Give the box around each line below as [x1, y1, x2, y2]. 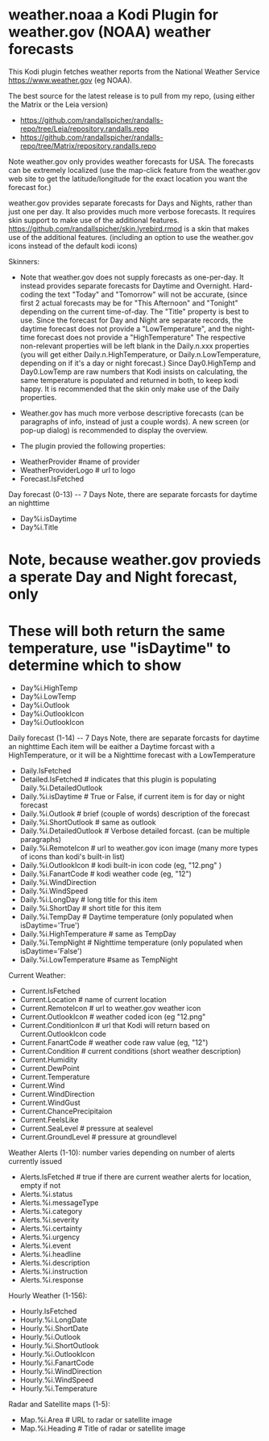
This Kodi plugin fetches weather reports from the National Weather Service [8, 66, 260, 76]
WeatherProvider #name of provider [19, 457, 140, 466]
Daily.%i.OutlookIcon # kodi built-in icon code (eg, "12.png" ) [19, 861, 222, 870]
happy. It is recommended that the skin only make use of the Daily [19, 384, 240, 394]
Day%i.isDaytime [19, 513, 77, 523]
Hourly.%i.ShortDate [19, 1324, 89, 1334]
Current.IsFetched [19, 986, 81, 996]
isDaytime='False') [19, 946, 83, 956]
